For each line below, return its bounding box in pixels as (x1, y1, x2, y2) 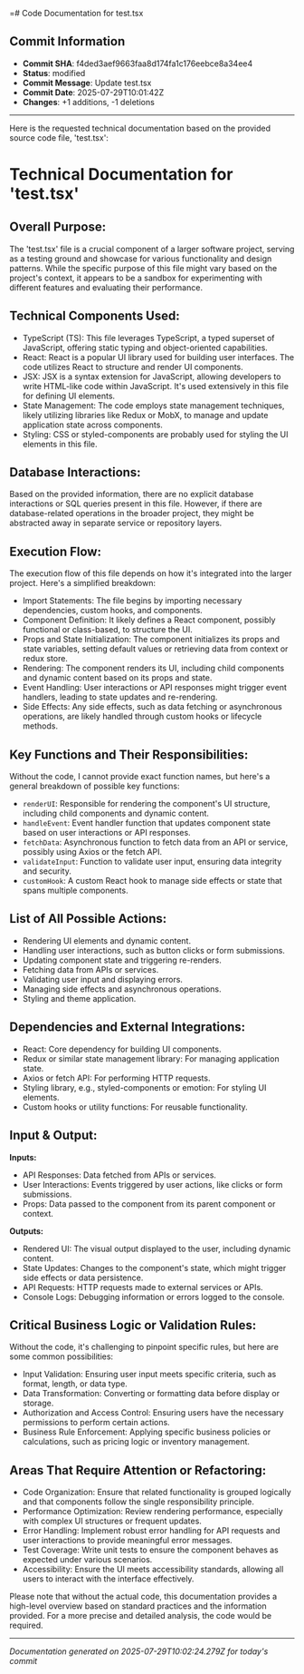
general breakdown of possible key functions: (9, 780, 180, 792)
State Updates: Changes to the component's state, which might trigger (22, 1262, 287, 1273)
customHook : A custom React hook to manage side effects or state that (22, 876, 282, 886)
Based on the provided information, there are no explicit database (9, 489, 254, 500)
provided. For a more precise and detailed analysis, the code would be (9, 1610, 272, 1621)
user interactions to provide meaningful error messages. (22, 1535, 233, 1546)
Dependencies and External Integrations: (9, 1020, 246, 1035)
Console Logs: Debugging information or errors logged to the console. (22, 1291, 285, 1302)
